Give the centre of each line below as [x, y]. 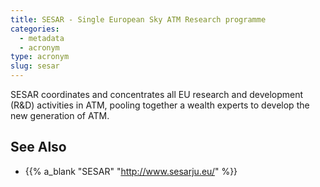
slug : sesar [35, 66]
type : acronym [40, 57]
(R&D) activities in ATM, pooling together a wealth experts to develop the [160, 105]
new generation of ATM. [60, 115]
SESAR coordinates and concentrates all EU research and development [157, 94]
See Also [38, 147]
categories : [35, 29]
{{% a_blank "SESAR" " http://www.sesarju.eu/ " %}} [131, 171]
